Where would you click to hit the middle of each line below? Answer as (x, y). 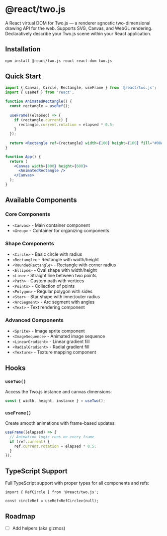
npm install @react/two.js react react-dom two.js (59, 61)
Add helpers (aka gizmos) (39, 528)
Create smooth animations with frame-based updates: (60, 423)
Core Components (28, 214)
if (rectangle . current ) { (41, 120)
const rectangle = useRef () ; (40, 106)
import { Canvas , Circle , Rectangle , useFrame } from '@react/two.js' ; (81, 88)
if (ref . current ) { (30, 442)
